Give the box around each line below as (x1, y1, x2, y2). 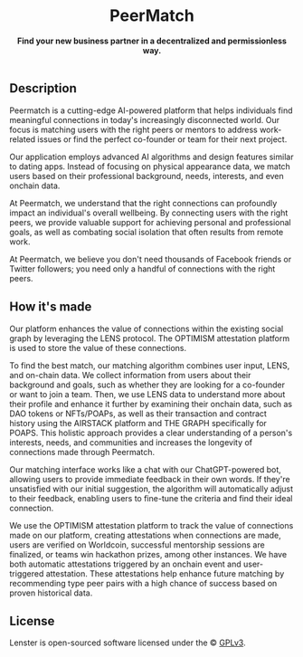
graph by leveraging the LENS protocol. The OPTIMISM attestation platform (9, 332, 290, 344)
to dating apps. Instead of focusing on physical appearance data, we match (9, 160, 291, 172)
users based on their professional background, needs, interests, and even (9, 170, 285, 181)
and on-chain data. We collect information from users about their (9, 369, 251, 380)
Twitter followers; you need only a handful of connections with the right (9, 263, 276, 274)
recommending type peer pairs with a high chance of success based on (9, 577, 278, 588)
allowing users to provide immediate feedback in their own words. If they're (9, 473, 291, 484)
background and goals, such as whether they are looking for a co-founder (9, 379, 285, 390)
